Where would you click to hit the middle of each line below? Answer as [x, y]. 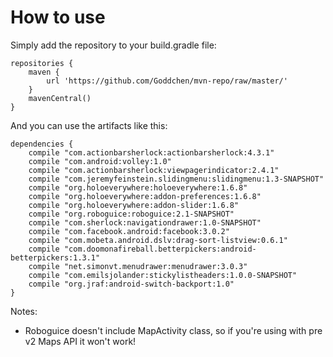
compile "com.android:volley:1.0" [100, 161]
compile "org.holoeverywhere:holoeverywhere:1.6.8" [138, 187]
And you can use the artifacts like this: [89, 125]
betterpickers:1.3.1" [55, 257]
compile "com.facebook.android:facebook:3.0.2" [129, 231]
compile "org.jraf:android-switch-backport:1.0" [131, 284]
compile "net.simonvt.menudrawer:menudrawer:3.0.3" [138, 266]
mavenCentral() [60, 98]
